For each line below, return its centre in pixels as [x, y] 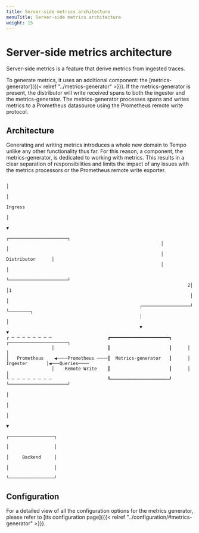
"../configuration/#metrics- [159, 517]
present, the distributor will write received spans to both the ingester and [96, 93]
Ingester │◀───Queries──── [48, 364]
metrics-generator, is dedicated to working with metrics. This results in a [95, 158]
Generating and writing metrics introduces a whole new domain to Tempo [96, 145]
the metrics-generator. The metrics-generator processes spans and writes [98, 99]
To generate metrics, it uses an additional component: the [77, 80]
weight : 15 [20, 23]
